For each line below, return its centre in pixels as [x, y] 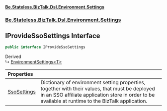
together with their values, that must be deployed [98, 89]
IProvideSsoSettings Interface [53, 35]
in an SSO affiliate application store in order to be [98, 95]
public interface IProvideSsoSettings [45, 47]
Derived [13, 56]
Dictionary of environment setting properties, [93, 83]
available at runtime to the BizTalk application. [94, 101]
